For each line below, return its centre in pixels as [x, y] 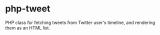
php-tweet [28, 9]
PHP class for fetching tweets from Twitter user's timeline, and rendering [80, 22]
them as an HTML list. [28, 27]
